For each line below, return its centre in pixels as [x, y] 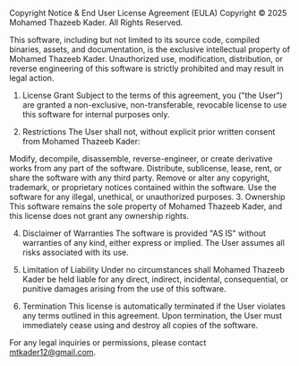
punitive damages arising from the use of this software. [124, 289]
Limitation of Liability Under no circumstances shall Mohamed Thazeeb [153, 270]
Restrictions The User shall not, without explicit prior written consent [149, 132]
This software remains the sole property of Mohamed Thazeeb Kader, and [146, 206]
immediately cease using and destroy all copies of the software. [140, 325]
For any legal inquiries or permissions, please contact [108, 343]
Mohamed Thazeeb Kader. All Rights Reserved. [96, 22]
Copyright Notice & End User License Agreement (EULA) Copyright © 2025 [148, 13]
